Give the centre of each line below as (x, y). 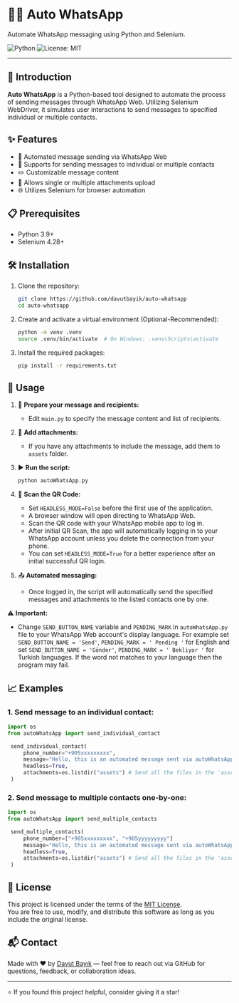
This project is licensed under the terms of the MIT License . (95, 905)
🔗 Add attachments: (48, 432)
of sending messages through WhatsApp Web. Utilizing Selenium (103, 102)
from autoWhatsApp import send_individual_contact (84, 733)
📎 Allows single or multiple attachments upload (86, 182)
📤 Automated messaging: (57, 576)
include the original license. (48, 920)
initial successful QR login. (67, 561)
